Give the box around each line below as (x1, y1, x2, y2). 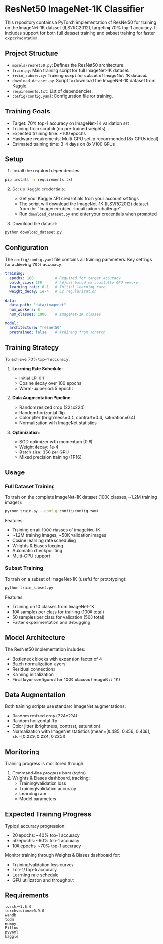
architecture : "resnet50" (9, 325, 62, 330)
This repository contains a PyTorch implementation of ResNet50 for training (5, 19, 157, 25)
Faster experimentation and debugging (12, 619, 91, 625)
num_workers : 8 (9, 307, 40, 312)
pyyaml (5, 929, 18, 935)
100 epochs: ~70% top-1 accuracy (12, 843, 81, 849)
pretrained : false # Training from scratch (9, 330, 106, 335)
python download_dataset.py (5, 230, 62, 235)
